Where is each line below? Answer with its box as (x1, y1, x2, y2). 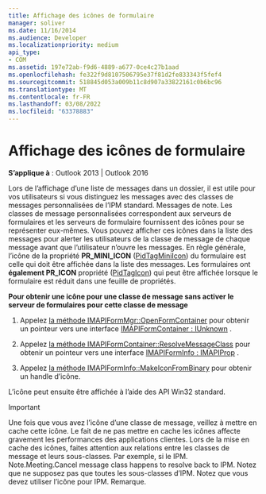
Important (8, 402, 40, 411)
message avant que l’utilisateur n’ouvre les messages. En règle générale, (8, 242, 246, 252)
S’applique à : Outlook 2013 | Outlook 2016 (8, 168, 149, 177)
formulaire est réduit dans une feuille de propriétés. (8, 276, 176, 286)
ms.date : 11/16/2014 (8, 26, 77, 34)
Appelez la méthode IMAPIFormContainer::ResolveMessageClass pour (19, 339, 251, 349)
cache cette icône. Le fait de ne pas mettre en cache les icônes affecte (8, 426, 241, 435)
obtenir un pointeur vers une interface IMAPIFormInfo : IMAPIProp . (19, 347, 240, 357)
